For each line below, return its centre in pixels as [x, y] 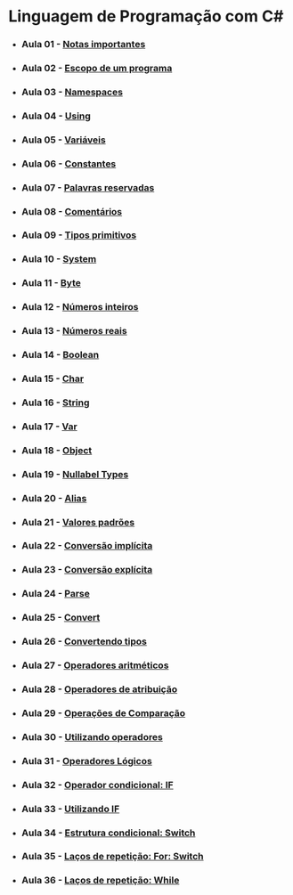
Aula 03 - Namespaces [72, 92]
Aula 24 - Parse [55, 594]
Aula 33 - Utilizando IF [70, 809]
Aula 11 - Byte [51, 283]
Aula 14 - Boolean [60, 355]
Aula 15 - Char [53, 378]
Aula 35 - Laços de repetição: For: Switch [112, 857]
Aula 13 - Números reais [74, 331]
